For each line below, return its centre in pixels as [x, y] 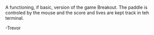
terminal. [15, 18]
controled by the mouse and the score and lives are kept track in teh [77, 13]
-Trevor [13, 28]
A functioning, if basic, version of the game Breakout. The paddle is [76, 7]
